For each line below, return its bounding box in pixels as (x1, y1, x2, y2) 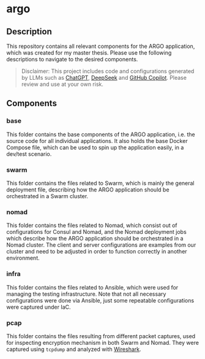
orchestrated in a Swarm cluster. (6, 192, 89, 199)
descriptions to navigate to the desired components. (6, 56, 138, 63)
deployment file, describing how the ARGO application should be (6, 186, 170, 193)
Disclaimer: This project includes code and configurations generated (21, 68, 195, 75)
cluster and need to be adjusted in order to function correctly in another (6, 248, 188, 255)
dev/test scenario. (6, 150, 52, 158)
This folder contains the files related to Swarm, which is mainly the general (6, 179, 195, 187)
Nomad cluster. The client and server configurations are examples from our (6, 241, 196, 249)
